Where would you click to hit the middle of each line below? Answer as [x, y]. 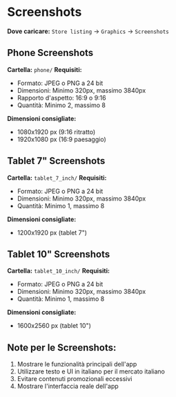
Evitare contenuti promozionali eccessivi [75, 379]
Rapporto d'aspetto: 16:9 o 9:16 [61, 98]
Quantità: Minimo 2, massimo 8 [61, 105]
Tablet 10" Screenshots [59, 254]
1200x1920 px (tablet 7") [52, 232]
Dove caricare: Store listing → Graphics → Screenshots [88, 31]
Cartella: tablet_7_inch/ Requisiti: [57, 178]
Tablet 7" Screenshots [56, 161]
